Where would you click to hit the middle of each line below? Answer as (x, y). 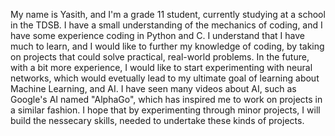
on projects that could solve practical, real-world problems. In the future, (160, 57)
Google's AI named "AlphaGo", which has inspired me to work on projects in (166, 99)
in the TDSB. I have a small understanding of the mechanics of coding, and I (166, 25)
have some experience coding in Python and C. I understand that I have (157, 35)
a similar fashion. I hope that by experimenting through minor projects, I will (165, 110)
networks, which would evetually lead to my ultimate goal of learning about (165, 78)
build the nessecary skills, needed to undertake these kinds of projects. (157, 120)
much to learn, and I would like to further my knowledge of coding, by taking (167, 46)
